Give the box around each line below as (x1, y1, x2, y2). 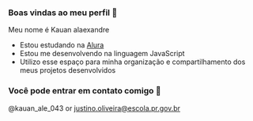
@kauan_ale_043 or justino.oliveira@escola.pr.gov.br (8, 103, 180, 113)
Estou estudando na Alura (19, 40, 104, 50)
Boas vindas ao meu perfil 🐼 (8, 7, 118, 18)
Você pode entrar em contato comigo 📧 (8, 85, 161, 96)
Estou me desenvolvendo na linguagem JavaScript (19, 49, 185, 59)
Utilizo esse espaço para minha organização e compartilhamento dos (19, 57, 246, 66)
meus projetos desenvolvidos (19, 66, 116, 75)
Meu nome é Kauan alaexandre (8, 25, 110, 35)
